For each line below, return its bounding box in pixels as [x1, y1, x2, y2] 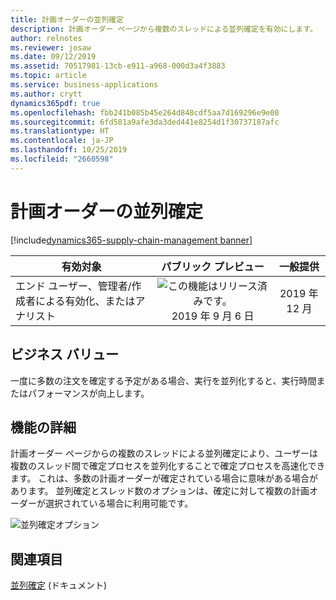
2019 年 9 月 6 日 [171, 309, 255, 323]
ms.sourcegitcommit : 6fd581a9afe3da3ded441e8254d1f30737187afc [10, 117, 280, 127]
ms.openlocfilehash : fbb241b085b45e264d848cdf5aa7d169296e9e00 [10, 107, 280, 118]
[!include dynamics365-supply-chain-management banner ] [10, 234, 253, 246]
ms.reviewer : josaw [10, 42, 92, 53]
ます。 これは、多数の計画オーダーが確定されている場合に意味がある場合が [10, 472, 319, 485]
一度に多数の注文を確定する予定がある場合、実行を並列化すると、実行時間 [10, 374, 317, 386]
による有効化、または [35, 294, 136, 308]
